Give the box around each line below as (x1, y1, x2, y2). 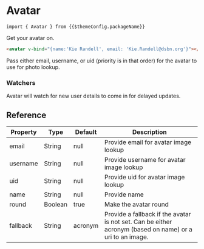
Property (10, 128, 37, 136)
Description (132, 128, 167, 136)
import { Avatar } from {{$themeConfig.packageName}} (6, 24, 146, 30)
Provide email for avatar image (104, 138, 192, 146)
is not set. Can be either (104, 217, 172, 226)
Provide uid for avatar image (104, 173, 185, 181)
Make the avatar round (104, 200, 169, 208)
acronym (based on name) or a (104, 225, 193, 233)
